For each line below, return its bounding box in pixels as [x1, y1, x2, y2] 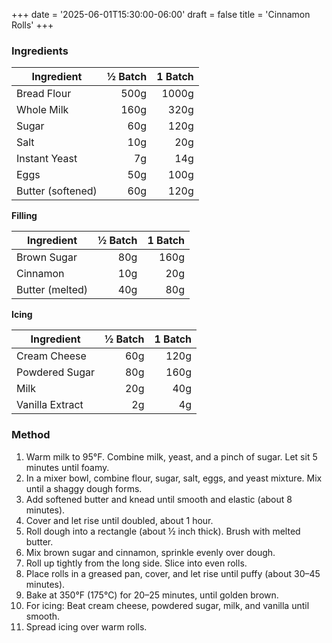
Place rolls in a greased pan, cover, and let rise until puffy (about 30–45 [25, 567, 321, 579]
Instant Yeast [16, 152, 78, 166]
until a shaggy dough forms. [25, 482, 143, 494]
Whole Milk [16, 103, 69, 117]
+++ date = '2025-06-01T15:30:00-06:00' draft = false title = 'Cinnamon [11, 9, 311, 20]
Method [11, 428, 51, 442]
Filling [11, 210, 38, 222]
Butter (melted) [16, 283, 89, 297]
